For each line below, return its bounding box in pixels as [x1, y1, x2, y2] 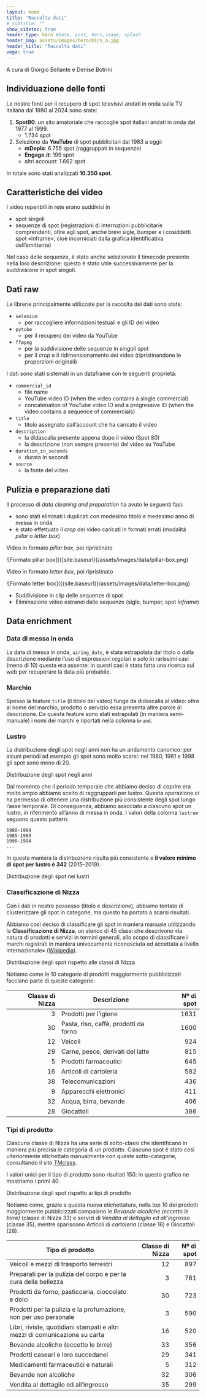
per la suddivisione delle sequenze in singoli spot [24, 345, 149, 352]
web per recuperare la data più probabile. [6, 667, 112, 675]
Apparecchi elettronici [61, 1087, 125, 1095]
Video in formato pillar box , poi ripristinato [6, 544, 113, 551]
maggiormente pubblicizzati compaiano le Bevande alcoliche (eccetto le [6, 1207, 189, 1215]
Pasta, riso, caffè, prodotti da [61, 1019, 145, 1028]
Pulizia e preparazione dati [6, 484, 110, 495]
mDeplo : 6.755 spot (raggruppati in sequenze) [24, 144, 142, 152]
